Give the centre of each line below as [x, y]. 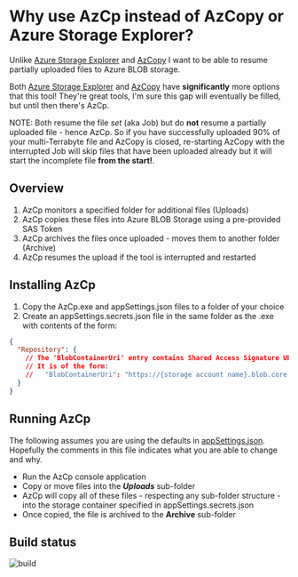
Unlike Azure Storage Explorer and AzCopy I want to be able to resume [139, 60]
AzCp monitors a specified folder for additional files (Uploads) [135, 210]
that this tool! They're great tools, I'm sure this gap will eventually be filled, [145, 96]
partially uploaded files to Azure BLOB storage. [95, 69]
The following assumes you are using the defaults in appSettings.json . [137, 440]
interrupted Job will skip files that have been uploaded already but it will [141, 151]
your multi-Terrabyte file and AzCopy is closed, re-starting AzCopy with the [147, 141]
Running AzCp [50, 419]
